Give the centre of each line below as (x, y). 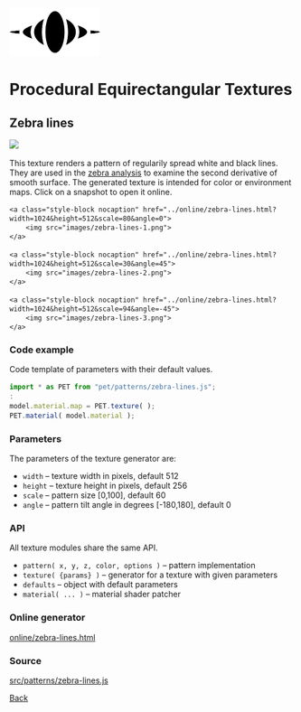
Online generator (47, 618)
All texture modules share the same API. (84, 548)
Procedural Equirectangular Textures (151, 90)
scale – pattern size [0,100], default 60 (94, 495)
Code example (42, 350)
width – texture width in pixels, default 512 (100, 476)
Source (26, 660)
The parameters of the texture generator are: (93, 459)
